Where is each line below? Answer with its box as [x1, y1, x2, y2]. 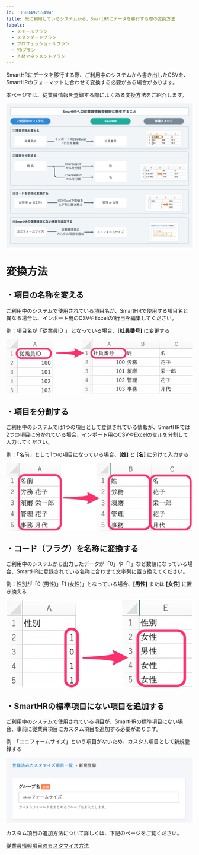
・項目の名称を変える [6, 290, 84, 300]
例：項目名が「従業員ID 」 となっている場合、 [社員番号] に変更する [6, 327, 170, 334]
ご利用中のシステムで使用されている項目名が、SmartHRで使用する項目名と [6, 307, 188, 314]
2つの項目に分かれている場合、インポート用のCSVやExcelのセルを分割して [6, 431, 188, 438]
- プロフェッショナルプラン [11, 41, 70, 47]
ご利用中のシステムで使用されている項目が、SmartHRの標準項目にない [6, 718, 178, 725]
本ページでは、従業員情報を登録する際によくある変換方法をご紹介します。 [6, 91, 188, 98]
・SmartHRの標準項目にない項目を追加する [6, 701, 165, 711]
